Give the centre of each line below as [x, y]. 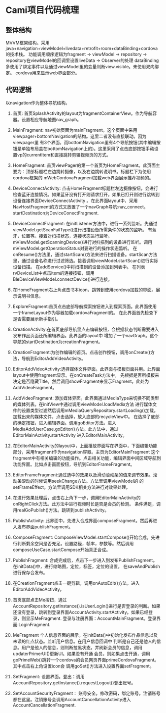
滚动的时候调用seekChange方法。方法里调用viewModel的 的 [83, 481]
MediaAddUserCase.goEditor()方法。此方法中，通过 [66, 429]
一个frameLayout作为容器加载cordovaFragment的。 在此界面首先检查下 [85, 312]
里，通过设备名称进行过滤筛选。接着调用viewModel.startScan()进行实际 [85, 260]
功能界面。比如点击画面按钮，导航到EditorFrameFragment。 [74, 464]
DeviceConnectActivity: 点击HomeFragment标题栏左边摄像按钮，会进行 [85, 188]
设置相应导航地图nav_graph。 [51, 119]
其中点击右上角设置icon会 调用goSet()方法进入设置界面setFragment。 [83, 666]
